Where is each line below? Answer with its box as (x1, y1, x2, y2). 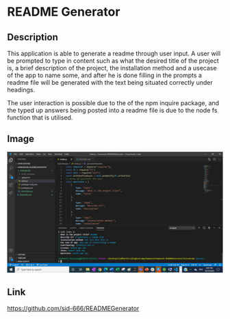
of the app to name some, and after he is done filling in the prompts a (7, 71, 202, 79)
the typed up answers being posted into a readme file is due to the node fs (7, 107, 218, 114)
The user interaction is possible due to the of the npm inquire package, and (7, 99, 220, 107)
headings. (7, 86, 36, 94)
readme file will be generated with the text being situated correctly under (7, 79, 214, 86)
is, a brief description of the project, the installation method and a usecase (7, 64, 217, 72)
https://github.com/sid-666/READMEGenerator (7, 305, 140, 313)
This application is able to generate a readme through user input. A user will (7, 49, 221, 57)
